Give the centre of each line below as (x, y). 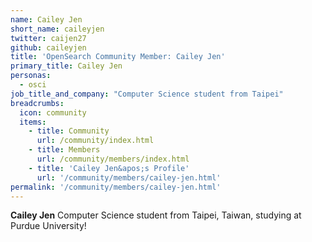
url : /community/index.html (95, 141)
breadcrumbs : (37, 103)
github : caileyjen (48, 47)
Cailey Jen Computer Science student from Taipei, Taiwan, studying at (156, 215)
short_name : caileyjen (57, 29)
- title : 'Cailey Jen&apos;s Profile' (109, 168)
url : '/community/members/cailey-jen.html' (129, 177)
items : (33, 122)
